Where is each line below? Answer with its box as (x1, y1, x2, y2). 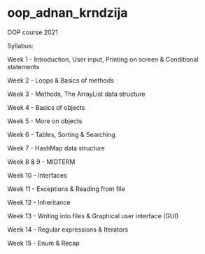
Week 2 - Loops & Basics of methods (7, 76, 114, 85)
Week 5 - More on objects (7, 117, 83, 125)
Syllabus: (7, 41, 34, 50)
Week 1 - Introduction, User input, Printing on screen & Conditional (7, 55, 199, 64)
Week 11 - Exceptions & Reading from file (7, 184, 125, 193)
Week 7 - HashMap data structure (7, 143, 105, 152)
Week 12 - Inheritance (7, 198, 71, 206)
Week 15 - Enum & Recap (7, 239, 80, 247)
